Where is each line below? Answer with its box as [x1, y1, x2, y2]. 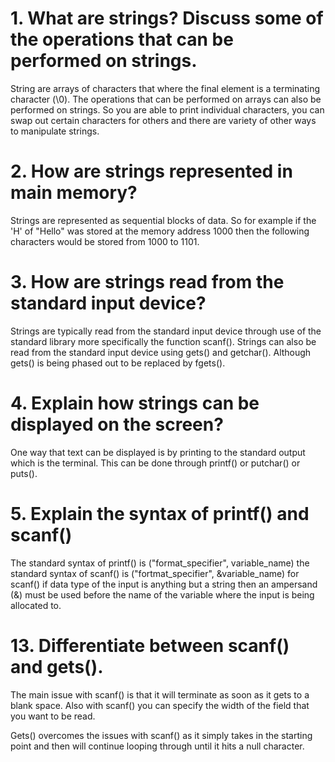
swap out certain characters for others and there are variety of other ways [10, 114, 317, 126]
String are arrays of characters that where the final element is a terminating [10, 82, 321, 94]
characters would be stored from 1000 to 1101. [10, 235, 200, 247]
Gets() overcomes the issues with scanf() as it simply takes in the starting [10, 729, 313, 741]
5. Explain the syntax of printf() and [10, 502, 310, 525]
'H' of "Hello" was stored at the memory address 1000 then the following [10, 225, 310, 237]
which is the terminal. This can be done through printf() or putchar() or [10, 457, 301, 469]
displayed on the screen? [10, 413, 224, 436]
